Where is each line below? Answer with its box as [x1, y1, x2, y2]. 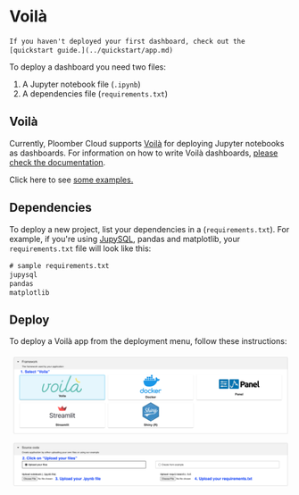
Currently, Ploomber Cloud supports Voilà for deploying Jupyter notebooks [9, 138, 285, 148]
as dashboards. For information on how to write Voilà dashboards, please [9, 147, 278, 158]
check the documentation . [9, 156, 106, 167]
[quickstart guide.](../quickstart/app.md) [9, 46, 174, 55]
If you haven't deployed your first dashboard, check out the [9, 37, 245, 46]
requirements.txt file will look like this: [9, 243, 152, 254]
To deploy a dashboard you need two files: [9, 61, 167, 72]
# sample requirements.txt [9, 261, 110, 270]
